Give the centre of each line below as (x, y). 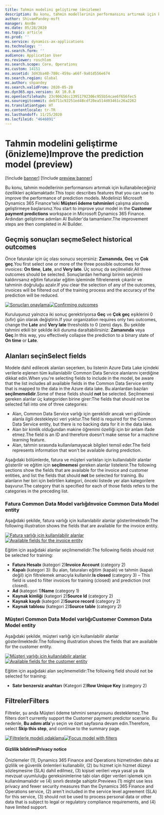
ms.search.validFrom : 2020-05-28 (39, 87)
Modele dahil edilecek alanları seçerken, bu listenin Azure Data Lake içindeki (82, 368)
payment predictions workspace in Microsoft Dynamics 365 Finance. (75, 214)
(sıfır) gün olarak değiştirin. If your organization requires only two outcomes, (81, 320)
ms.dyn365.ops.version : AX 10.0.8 (40, 92)
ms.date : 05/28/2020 (26, 28)
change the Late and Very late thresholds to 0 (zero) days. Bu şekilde (75, 325)
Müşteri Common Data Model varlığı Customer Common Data (79, 619)
